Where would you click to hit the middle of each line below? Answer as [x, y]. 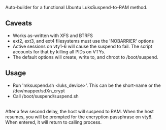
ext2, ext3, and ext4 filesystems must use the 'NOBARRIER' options [83, 41]
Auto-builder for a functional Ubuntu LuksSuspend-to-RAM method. [76, 7]
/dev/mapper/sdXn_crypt [39, 90]
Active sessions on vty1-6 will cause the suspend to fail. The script [82, 46]
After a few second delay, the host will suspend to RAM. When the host [79, 111]
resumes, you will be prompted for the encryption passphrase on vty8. [79, 117]
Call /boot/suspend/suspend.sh [45, 96]
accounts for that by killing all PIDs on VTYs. [59, 52]
